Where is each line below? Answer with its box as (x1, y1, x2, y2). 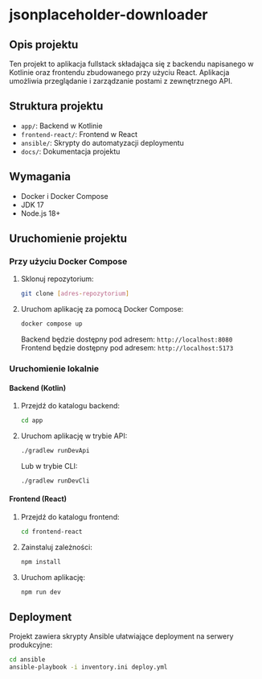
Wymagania (9, 170, 72, 184)
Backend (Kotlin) (9, 383, 67, 392)
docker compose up (20, 320, 83, 328)
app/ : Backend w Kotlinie (20, 121, 103, 130)
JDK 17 (20, 200, 44, 209)
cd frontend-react (20, 528, 83, 536)
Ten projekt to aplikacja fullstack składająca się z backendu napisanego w (9, 59, 254, 68)
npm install (20, 557, 61, 565)
